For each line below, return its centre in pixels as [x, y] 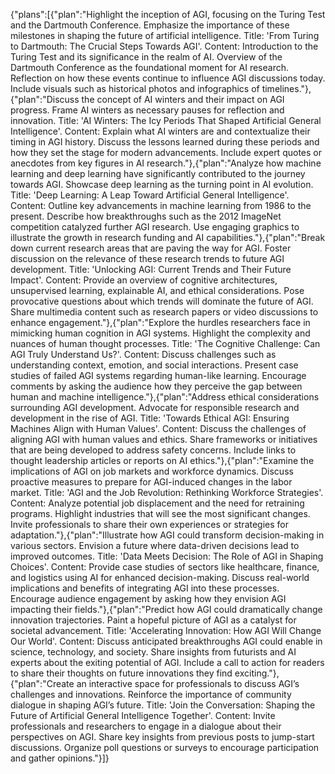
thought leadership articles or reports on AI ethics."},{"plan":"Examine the [162, 460]
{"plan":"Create [42, 683]
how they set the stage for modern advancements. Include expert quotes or [166, 152]
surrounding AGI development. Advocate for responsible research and [155, 407]
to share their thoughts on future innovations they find [121, 673]
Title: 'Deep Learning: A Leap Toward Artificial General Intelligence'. [150, 195]
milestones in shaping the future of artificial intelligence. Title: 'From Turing [165, 35]
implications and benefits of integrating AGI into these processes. [145, 588]
